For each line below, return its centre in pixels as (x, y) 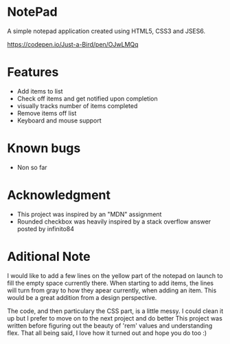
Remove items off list (47, 113)
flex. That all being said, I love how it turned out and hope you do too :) (107, 333)
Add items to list (40, 91)
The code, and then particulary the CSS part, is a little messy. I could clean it (115, 311)
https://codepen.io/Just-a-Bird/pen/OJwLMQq (73, 44)
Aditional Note (49, 256)
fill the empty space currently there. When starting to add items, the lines (111, 283)
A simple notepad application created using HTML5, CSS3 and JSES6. (106, 31)
